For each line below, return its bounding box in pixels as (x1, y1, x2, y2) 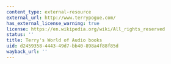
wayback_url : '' (6, 49, 48, 55)
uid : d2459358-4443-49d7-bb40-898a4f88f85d (6, 43, 119, 49)
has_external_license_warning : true (6, 20, 100, 26)
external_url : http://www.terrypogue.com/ (6, 15, 116, 21)
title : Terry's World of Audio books (6, 37, 103, 43)
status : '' (6, 32, 34, 38)
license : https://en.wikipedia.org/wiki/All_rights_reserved (6, 26, 166, 32)
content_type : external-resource (6, 9, 92, 15)
